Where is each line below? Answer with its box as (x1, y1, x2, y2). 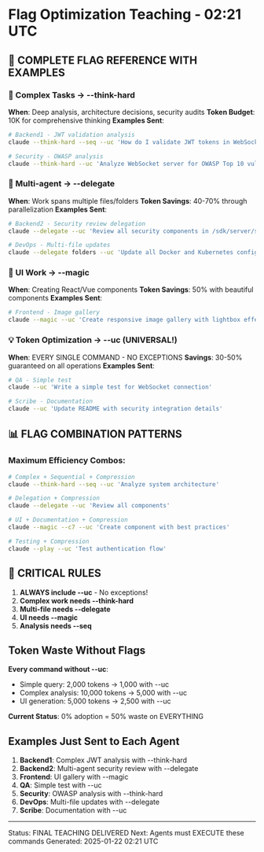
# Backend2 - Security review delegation (8, 219, 146, 227)
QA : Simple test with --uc (19, 780, 102, 790)
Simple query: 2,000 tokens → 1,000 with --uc (19, 680, 170, 689)
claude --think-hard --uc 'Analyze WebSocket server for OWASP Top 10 (8, 160, 244, 168)
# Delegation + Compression (8, 494, 101, 503)
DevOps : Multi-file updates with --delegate (19, 797, 159, 807)
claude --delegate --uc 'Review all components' (8, 502, 170, 510)
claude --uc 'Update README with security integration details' (8, 405, 223, 413)
